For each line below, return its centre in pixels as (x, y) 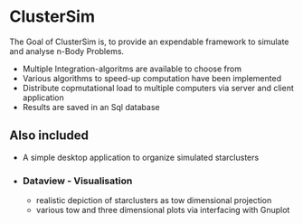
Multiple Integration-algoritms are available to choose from (132, 69)
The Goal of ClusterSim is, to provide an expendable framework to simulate (149, 42)
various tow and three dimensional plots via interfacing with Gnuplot (163, 210)
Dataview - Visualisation (77, 181)
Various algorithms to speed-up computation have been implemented (152, 78)
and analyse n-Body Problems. (67, 51)
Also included (49, 136)
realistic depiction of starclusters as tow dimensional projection (154, 201)
